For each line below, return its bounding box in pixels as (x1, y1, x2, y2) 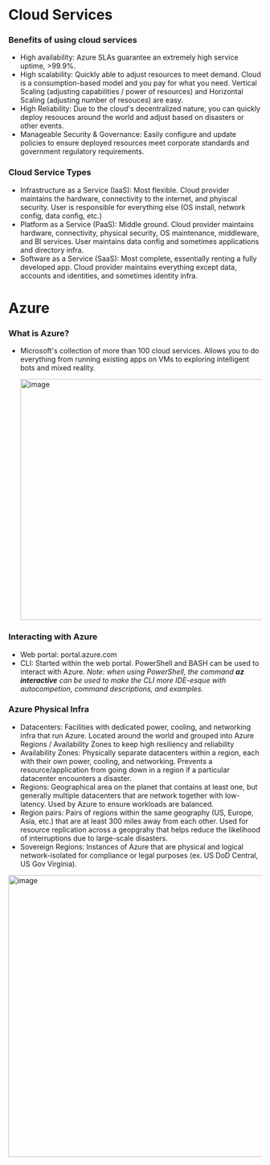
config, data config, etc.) (19, 211, 103, 221)
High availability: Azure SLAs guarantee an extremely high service (19, 52, 239, 62)
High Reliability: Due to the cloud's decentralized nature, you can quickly (19, 104, 261, 114)
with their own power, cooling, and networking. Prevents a (19, 756, 213, 766)
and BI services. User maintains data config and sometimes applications (19, 236, 260, 246)
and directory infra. (19, 245, 84, 254)
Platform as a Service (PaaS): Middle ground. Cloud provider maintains (19, 219, 255, 229)
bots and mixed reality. (19, 363, 96, 373)
